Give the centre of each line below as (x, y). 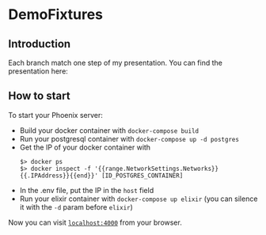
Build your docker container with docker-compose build (109, 130)
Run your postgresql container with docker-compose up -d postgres (129, 138)
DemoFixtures (56, 15)
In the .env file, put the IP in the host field (87, 190)
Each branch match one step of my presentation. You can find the (116, 63)
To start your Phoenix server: (55, 115)
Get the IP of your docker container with (85, 147)
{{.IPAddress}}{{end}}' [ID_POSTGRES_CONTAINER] (101, 176)
